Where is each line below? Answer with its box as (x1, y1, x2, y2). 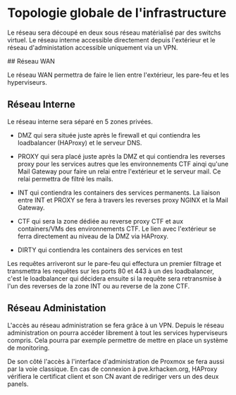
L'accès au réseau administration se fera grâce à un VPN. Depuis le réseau (7, 321, 224, 329)
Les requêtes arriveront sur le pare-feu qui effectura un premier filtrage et (7, 259, 222, 267)
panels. (7, 379, 29, 388)
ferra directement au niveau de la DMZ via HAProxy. (17, 231, 169, 241)
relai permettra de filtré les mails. (17, 174, 114, 183)
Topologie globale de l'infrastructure (7, 5, 227, 21)
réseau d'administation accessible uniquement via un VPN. (7, 43, 178, 51)
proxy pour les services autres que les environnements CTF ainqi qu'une (17, 159, 229, 168)
